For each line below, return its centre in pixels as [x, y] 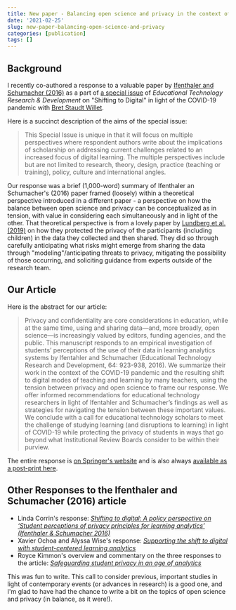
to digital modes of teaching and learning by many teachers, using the [126, 380]
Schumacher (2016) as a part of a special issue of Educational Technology [115, 93]
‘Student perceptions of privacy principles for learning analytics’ [111, 525]
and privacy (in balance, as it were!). [60, 599]
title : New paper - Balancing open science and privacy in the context [114, 14]
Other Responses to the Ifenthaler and [92, 490]
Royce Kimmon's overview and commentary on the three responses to [119, 555]
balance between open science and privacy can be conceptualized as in [112, 208]
